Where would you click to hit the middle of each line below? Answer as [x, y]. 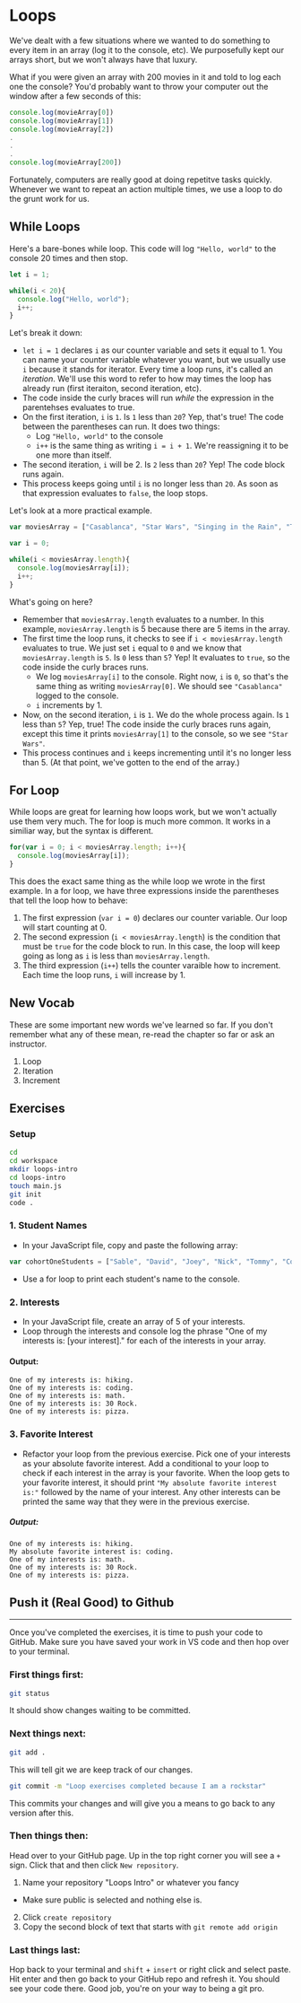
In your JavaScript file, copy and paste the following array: [130, 1245]
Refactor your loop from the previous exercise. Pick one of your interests [156, 1454]
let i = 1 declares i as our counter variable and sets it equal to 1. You [152, 350]
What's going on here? [51, 601]
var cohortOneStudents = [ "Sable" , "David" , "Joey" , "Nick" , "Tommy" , [144, 1262]
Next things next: [48, 1734]
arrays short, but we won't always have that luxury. [103, 59]
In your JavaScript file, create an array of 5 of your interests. [133, 1322]
